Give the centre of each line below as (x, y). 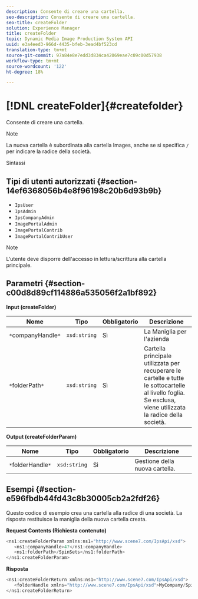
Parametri (24, 284)
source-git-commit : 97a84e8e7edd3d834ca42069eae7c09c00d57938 (84, 55)
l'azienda (157, 339)
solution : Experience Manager (43, 28)
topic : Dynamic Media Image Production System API (70, 39)
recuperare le (163, 370)
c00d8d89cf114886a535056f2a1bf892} (82, 293)
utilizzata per (162, 363)
